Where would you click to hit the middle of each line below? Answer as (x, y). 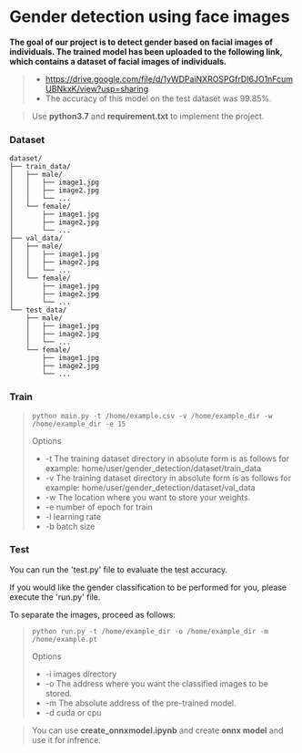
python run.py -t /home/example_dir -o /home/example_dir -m (150, 631)
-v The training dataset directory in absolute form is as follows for (168, 478)
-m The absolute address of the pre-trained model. (141, 703)
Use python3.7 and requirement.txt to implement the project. (148, 116)
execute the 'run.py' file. (55, 597)
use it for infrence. (66, 739)
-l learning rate (73, 516)
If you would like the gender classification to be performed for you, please (148, 587)
